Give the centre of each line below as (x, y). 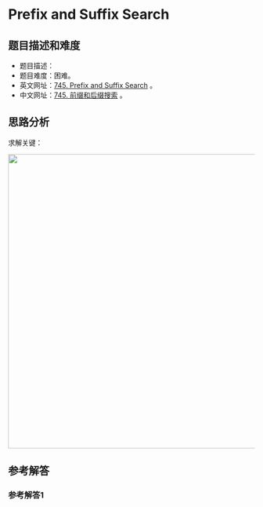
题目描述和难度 (44, 45)
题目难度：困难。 (47, 75)
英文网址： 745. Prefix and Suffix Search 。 (88, 85)
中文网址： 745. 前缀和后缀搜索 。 (73, 95)
